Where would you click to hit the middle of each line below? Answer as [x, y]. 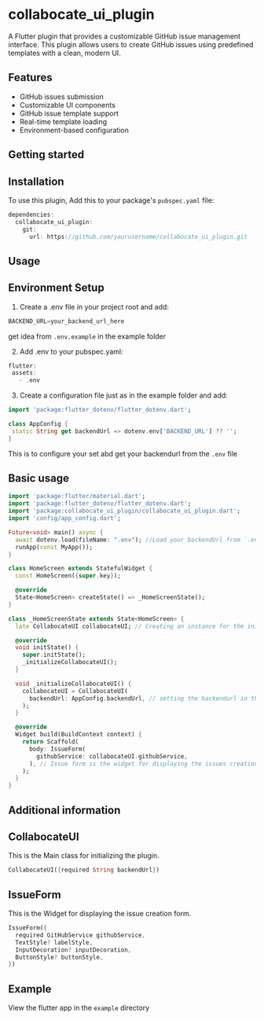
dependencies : [31, 215]
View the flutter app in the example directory [79, 1008]
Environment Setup [56, 288]
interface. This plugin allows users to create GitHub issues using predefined [131, 44]
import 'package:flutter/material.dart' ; [77, 497]
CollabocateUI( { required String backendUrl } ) [84, 870]
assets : [24, 373]
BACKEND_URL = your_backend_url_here [66, 321]
